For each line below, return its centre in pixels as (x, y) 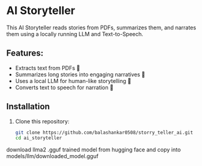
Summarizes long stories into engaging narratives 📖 (80, 74)
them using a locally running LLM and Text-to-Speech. (75, 34)
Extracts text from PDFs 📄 (48, 68)
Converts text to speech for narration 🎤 (64, 87)
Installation (28, 106)
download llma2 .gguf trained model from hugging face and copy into (94, 150)
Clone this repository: (42, 121)
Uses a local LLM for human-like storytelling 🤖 (73, 81)
